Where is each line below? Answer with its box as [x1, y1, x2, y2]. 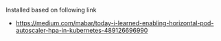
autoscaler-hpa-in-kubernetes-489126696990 [15, 27, 148, 34]
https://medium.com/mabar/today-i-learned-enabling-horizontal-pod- [15, 19, 214, 27]
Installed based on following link [5, 6, 97, 14]
